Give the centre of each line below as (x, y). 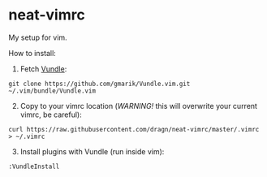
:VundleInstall (34, 166)
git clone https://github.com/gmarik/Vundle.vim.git (99, 84)
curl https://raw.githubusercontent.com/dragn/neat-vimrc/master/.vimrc (134, 129)
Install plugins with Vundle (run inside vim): (92, 151)
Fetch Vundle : (43, 69)
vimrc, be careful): (51, 114)
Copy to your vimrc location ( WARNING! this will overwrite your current (139, 106)
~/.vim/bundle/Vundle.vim (52, 91)
